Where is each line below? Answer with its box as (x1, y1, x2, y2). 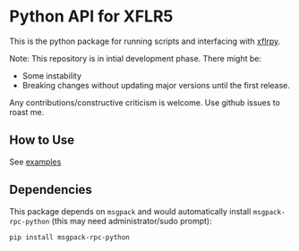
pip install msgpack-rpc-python (9, 232, 130, 242)
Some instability (21, 70, 82, 81)
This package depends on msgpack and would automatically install (9, 205, 252, 216)
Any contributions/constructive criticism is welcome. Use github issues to (9, 96, 280, 108)
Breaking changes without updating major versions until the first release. (21, 79, 291, 90)
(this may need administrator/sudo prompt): (51, 215, 212, 226)
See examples (9, 156, 62, 167)
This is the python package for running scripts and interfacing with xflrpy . (9, 36, 281, 46)
